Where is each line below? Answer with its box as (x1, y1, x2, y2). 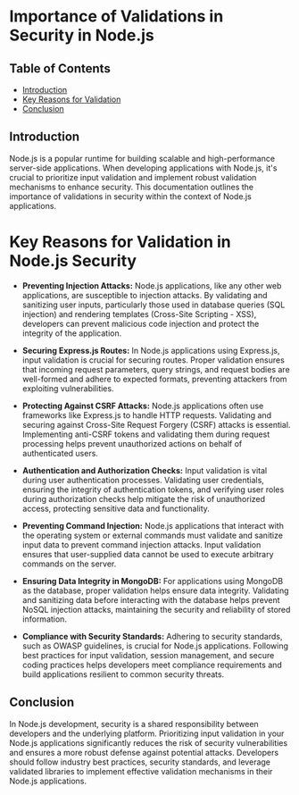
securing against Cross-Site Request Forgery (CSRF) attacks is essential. (21, 419, 291, 430)
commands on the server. (21, 558, 117, 569)
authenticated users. (21, 448, 98, 458)
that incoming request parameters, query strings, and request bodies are (21, 364, 290, 374)
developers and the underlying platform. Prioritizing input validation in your (9, 728, 285, 739)
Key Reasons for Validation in (9, 232, 231, 252)
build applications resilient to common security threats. (21, 668, 225, 680)
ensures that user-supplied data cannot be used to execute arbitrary (21, 548, 274, 559)
